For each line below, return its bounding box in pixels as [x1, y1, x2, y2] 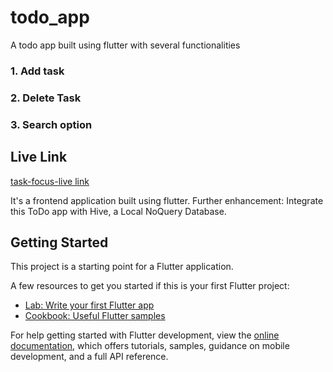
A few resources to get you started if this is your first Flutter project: [10, 280, 290, 292]
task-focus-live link [10, 175, 90, 187]
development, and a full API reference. [10, 351, 169, 363]
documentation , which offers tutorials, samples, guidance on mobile [10, 340, 290, 352]
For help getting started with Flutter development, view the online [10, 329, 280, 341]
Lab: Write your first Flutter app [24, 299, 155, 311]
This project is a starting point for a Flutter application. [10, 261, 234, 273]
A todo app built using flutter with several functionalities [10, 39, 241, 51]
